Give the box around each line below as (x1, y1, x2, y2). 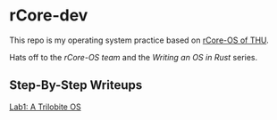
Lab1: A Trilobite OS (9, 101, 82, 112)
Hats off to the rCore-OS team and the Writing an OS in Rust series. (9, 52, 258, 62)
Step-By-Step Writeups (9, 77, 143, 93)
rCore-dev (9, 5, 88, 26)
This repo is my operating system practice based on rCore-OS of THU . (9, 35, 270, 45)
